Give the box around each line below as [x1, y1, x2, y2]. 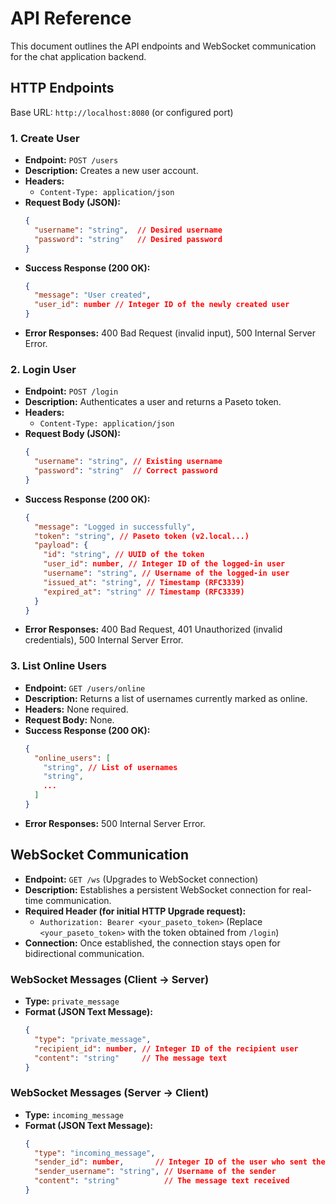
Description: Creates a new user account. [24, 165, 199, 177]
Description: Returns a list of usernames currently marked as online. [24, 692, 308, 704]
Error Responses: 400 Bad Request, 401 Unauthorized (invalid [24, 623, 283, 636]
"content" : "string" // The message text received [34, 1176, 290, 1186]
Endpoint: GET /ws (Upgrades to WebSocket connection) [24, 873, 259, 885]
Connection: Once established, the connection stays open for [24, 937, 281, 949]
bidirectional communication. [24, 947, 145, 959]
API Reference [10, 7, 132, 30]
